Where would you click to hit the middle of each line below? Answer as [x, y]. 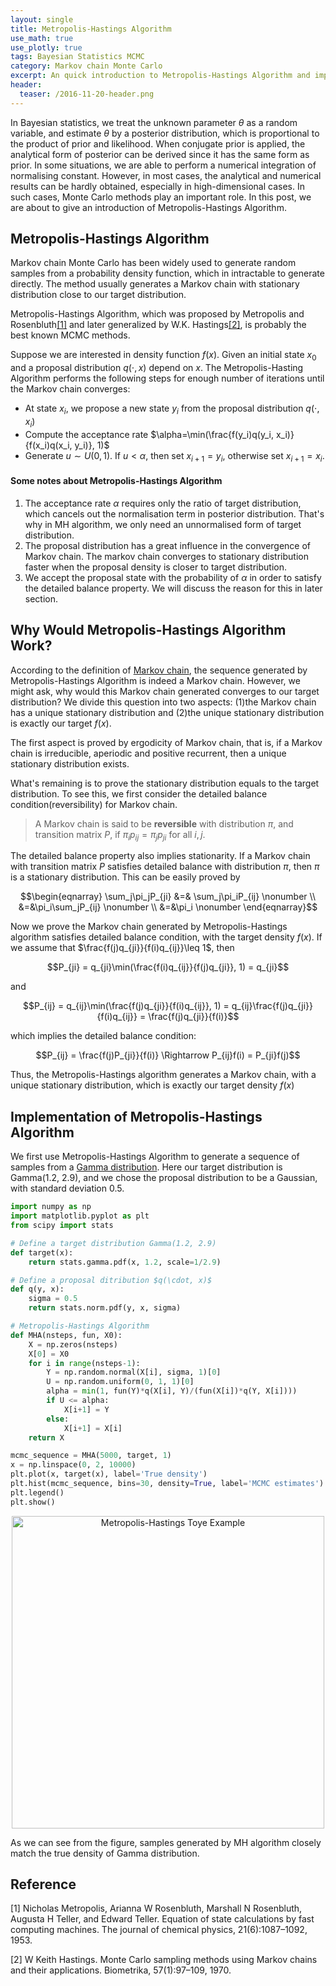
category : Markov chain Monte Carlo [86, 66]
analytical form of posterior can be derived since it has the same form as [160, 154]
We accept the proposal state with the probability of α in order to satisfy [173, 577]
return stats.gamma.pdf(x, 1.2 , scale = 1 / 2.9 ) [125, 1262]
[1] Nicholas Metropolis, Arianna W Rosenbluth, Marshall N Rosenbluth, [156, 1908]
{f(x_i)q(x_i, [48, 445]
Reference [43, 1884]
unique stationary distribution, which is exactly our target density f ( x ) [152, 1085]
